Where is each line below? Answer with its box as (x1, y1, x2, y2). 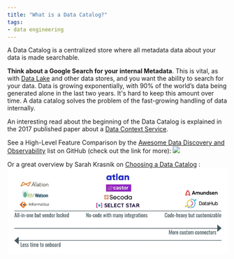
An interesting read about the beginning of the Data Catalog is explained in (7, 117, 222, 126)
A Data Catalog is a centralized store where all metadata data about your (7, 46, 217, 54)
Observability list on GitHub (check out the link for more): (7, 147, 172, 155)
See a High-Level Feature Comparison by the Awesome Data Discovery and (7, 138, 225, 147)
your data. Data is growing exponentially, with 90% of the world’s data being (7, 82, 227, 90)
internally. (7, 104, 36, 112)
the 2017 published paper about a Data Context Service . (7, 125, 169, 133)
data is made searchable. (7, 53, 80, 62)
